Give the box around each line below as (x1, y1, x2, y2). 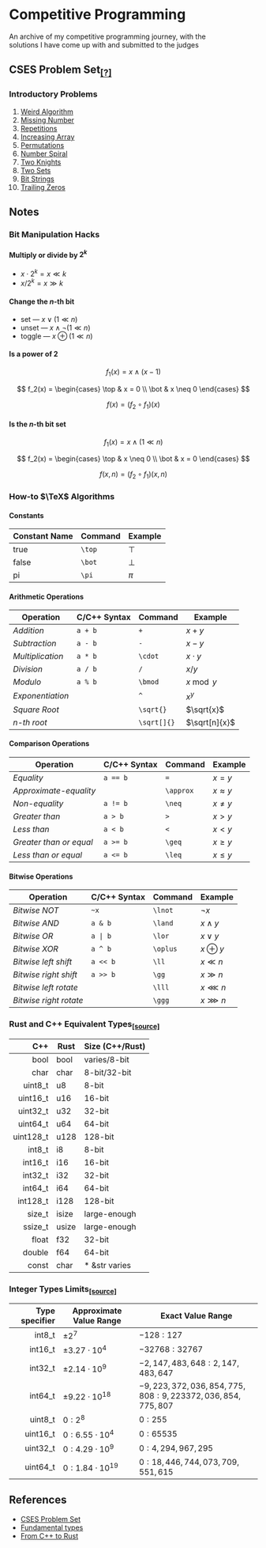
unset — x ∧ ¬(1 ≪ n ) (20, 323, 91, 332)
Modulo (13, 676, 42, 687)
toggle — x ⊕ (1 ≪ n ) (20, 331, 93, 341)
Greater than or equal (13, 836, 93, 847)
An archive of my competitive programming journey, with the (9, 32, 206, 41)
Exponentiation (13, 691, 69, 702)
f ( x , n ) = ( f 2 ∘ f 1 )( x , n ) (99, 469, 168, 481)
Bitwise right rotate (13, 995, 84, 1006)
